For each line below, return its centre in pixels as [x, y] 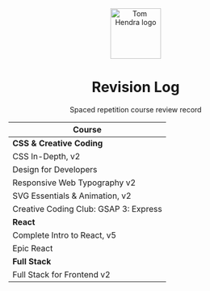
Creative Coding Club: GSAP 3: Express [88, 209]
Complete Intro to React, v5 [65, 235]
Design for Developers [55, 169]
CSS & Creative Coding [58, 143]
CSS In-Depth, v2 [46, 156]
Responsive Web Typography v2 [74, 183]
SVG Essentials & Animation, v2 [72, 196]
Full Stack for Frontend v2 [61, 274]
